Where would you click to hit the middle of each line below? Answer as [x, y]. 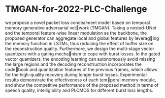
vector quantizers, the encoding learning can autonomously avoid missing [80, 59]
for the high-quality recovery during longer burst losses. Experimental [76, 74]
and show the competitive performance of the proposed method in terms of [82, 85]
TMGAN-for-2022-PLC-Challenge [76, 9]
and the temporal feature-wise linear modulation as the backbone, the [76, 33]
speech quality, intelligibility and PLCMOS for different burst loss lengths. [79, 90]
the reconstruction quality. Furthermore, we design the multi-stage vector [80, 49]
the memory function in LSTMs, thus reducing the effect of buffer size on [79, 43]
